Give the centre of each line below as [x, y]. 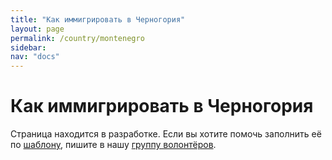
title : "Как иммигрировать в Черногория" [98, 19]
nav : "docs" [35, 57]
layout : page [37, 29]
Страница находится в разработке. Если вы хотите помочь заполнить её [166, 134]
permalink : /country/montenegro [77, 38]
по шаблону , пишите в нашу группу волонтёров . [113, 145]
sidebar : [28, 47]
